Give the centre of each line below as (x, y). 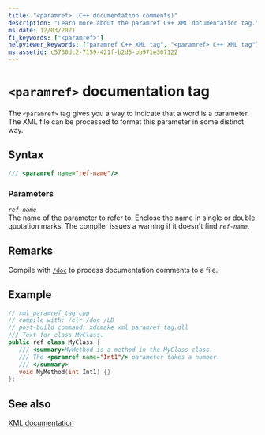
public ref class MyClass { (54, 342)
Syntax (26, 155)
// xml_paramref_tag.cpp (49, 313)
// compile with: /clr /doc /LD (61, 320)
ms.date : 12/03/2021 (42, 30)
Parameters (31, 193)
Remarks (31, 251)
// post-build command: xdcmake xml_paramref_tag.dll (99, 328)
